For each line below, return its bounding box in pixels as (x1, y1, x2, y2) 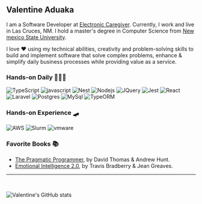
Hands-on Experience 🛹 (6, 108, 79, 117)
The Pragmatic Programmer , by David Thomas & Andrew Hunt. (14, 156, 170, 163)
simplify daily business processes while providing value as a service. (6, 58, 177, 65)
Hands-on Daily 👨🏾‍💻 (6, 73, 67, 81)
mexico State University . (6, 33, 67, 41)
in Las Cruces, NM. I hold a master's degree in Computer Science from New (6, 27, 194, 34)
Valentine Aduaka (6, 5, 74, 15)
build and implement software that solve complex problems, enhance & (6, 51, 182, 59)
